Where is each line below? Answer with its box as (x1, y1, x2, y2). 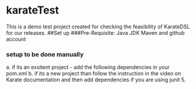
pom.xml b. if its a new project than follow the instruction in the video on (6, 70, 181, 77)
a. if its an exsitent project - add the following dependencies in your (6, 64, 170, 71)
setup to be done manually (6, 50, 84, 58)
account (6, 35, 26, 42)
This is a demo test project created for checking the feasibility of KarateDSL (6, 23, 190, 30)
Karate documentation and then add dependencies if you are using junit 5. (6, 76, 186, 83)
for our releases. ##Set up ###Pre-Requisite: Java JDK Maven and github (6, 29, 185, 36)
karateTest (6, 4, 59, 17)
